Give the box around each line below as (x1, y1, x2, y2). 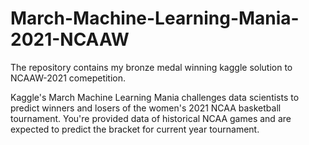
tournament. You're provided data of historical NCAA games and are (10, 112, 292, 124)
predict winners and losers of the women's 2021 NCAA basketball (10, 102, 282, 114)
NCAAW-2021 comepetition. (10, 72, 127, 84)
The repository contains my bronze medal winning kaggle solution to (10, 61, 293, 73)
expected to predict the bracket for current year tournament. (10, 123, 260, 135)
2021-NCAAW (10, 28, 130, 51)
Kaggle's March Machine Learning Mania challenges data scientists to (10, 91, 300, 103)
